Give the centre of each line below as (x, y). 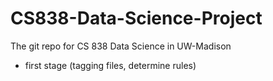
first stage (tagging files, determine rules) (110, 65)
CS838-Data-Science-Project (136, 18)
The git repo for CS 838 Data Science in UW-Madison (121, 46)
